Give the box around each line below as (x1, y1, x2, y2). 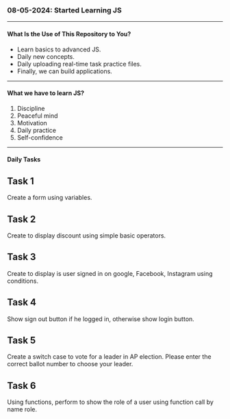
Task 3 (7, 251, 36, 263)
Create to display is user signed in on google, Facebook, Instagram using (7, 269, 213, 277)
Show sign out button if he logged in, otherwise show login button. (7, 314, 195, 323)
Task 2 (7, 213, 36, 225)
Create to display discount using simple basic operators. (7, 231, 166, 240)
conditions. (7, 277, 39, 285)
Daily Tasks (7, 155, 41, 164)
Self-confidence (16, 133, 63, 142)
